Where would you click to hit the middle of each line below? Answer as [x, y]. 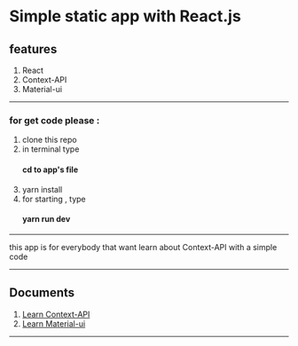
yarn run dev [46, 219]
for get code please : [55, 120]
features [33, 49]
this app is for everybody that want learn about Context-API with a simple [143, 247]
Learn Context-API [56, 314]
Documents [42, 293]
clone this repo [49, 140]
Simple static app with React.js [125, 16]
